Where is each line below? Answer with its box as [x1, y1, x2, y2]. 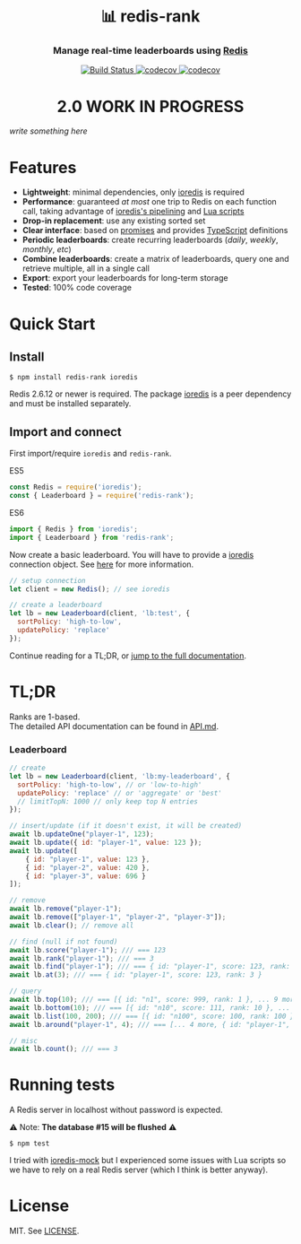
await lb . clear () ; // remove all [9, 920, 134, 930]
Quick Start [9, 314, 96, 334]
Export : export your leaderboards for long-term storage [21, 273, 228, 283]
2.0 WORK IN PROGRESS [56, 96, 245, 117]
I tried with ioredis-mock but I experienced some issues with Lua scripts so [9, 1155, 287, 1166]
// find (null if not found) [9, 937, 118, 946]
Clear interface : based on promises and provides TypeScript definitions [21, 225, 288, 236]
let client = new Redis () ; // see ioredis [9, 584, 170, 594]
